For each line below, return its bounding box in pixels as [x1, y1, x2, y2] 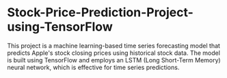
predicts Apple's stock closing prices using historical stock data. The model [7, 49, 221, 57]
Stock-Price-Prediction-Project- [7, 5, 193, 20]
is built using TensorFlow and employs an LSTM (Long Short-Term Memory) [7, 56, 221, 64]
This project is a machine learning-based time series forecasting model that [7, 41, 221, 50]
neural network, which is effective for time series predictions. [7, 63, 180, 71]
